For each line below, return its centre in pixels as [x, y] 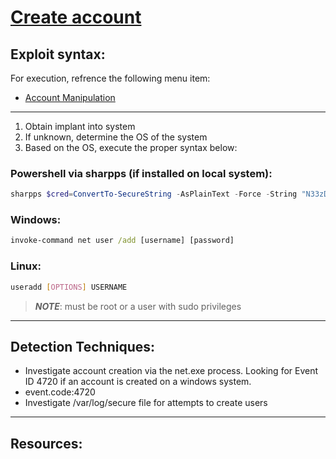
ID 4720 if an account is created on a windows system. [138, 382]
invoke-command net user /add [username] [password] [122, 241]
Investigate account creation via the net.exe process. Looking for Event [171, 371]
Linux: [26, 266]
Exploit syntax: [58, 54]
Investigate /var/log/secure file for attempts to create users [146, 403]
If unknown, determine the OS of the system [116, 137]
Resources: [46, 443]
